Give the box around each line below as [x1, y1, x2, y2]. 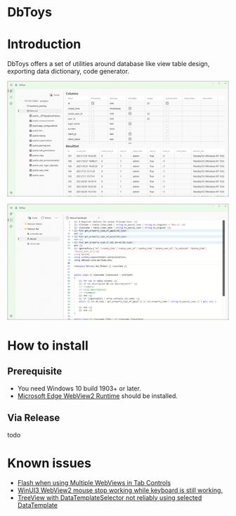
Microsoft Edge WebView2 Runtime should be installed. [17, 391, 178, 400]
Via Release [7, 412, 60, 424]
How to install [7, 338, 89, 353]
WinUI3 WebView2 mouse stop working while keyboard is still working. [17, 486, 223, 494]
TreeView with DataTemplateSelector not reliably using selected [17, 493, 202, 502]
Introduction [7, 37, 81, 53]
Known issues [7, 455, 91, 471]
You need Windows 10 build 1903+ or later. [17, 384, 142, 392]
